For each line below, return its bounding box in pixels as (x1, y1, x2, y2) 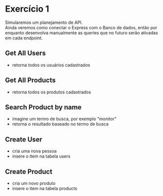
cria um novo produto (12, 180, 56, 186)
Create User (5, 135, 42, 143)
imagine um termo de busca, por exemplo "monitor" (12, 116, 117, 122)
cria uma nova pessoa (12, 148, 57, 154)
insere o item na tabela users (12, 153, 71, 159)
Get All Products (5, 76, 56, 85)
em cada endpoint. (5, 35, 43, 41)
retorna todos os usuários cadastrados (12, 62, 90, 68)
